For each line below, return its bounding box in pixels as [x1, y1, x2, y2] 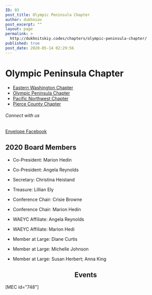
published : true [5, 41, 40, 46]
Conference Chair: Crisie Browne [12, 196, 83, 202]
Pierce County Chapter [12, 101, 61, 107]
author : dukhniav [5, 17, 42, 22]
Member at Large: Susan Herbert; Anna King [12, 256, 107, 262]
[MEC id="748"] [5, 284, 39, 290]
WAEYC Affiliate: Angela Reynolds [12, 216, 84, 222]
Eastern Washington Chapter [12, 84, 73, 90]
